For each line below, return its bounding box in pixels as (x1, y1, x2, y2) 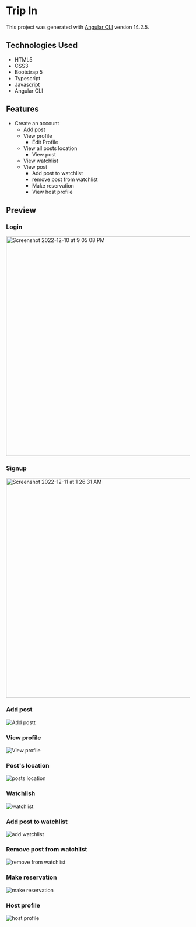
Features (6, 104, 39, 114)
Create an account (14, 120, 60, 127)
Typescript (14, 74, 41, 81)
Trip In (6, 4, 38, 18)
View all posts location (23, 145, 78, 152)
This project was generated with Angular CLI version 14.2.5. (6, 23, 149, 30)
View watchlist (23, 157, 58, 164)
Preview (6, 205, 37, 215)
